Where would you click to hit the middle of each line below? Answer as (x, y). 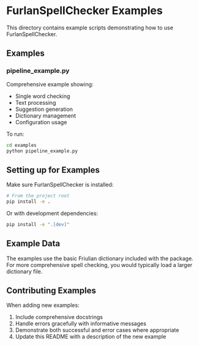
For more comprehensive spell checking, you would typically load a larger (99, 265)
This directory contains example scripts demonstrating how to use (90, 28)
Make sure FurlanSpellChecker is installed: (60, 185)
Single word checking (43, 96)
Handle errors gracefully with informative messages (81, 324)
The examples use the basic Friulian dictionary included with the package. (100, 258)
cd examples (21, 145)
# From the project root (38, 196)
